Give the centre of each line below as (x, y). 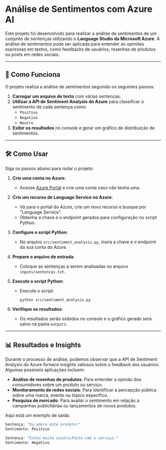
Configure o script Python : (40, 232)
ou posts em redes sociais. (33, 54)
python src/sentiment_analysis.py (55, 300)
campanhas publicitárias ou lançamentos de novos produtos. (74, 406)
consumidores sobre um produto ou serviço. (58, 385)
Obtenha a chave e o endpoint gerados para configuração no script (88, 217)
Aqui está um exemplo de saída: (38, 415)
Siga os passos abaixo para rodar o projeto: (49, 168)
